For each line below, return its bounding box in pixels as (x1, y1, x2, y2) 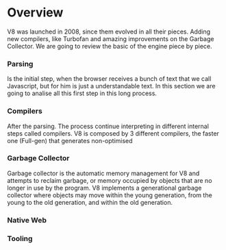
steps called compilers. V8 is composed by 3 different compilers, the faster (7, 129, 219, 138)
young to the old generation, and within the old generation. (7, 198, 173, 206)
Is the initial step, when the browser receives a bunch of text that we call (7, 75, 212, 83)
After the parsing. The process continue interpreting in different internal (7, 122, 209, 130)
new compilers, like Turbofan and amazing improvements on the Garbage (7, 34, 214, 42)
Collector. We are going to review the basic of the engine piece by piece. (7, 42, 212, 50)
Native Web (7, 215, 47, 225)
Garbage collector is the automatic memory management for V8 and (7, 169, 200, 177)
